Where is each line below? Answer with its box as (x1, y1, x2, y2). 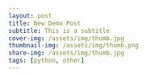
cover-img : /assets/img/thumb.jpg (8, 34, 125, 43)
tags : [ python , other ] (8, 57, 85, 65)
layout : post (8, 11, 52, 20)
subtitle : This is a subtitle (8, 26, 111, 34)
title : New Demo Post (8, 19, 82, 27)
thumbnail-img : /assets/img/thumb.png (8, 42, 139, 50)
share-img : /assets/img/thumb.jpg (8, 49, 125, 57)
